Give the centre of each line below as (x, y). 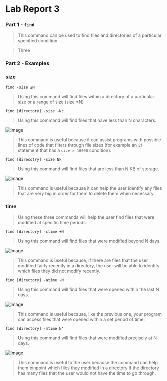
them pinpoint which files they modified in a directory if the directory (88, 368)
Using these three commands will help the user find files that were (86, 217)
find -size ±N (20, 87)
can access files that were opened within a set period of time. (81, 319)
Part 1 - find (20, 25)
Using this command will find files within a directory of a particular (86, 96)
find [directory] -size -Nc (35, 111)
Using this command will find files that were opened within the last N (88, 289)
